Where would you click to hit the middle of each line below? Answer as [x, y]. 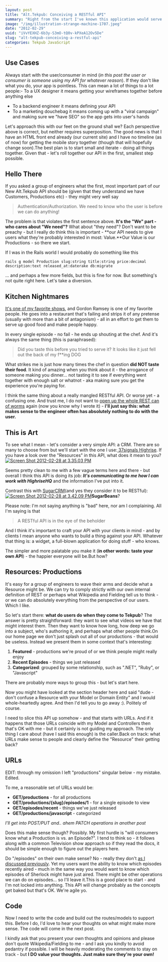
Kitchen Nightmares [37, 296]
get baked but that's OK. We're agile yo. [46, 890]
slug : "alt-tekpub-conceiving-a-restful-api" [53, 38]
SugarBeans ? [106, 496]
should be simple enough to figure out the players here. [62, 849]
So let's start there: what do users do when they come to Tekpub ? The [79, 615]
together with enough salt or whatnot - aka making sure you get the [75, 380]
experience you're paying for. [35, 386]
